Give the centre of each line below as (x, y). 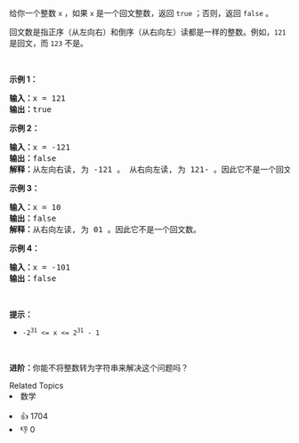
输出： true (30, 109)
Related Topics (36, 386)
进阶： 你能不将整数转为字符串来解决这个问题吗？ (99, 368)
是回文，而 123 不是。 (49, 43)
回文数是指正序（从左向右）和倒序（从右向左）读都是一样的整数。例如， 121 (148, 32)
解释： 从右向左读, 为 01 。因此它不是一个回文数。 (105, 230)
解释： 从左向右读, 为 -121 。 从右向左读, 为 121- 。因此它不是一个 (143, 169)
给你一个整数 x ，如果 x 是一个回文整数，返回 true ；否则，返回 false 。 (141, 13)
